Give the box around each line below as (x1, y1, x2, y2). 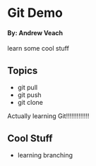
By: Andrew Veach (7, 28, 64, 37)
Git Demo (7, 5, 64, 21)
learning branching (17, 151, 73, 160)
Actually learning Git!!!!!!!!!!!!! (7, 112, 90, 120)
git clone (17, 98, 44, 107)
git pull (17, 83, 37, 92)
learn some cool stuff (7, 44, 69, 53)
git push (17, 91, 42, 99)
